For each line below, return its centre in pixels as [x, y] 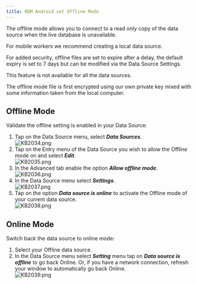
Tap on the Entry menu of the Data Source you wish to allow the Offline [101, 149]
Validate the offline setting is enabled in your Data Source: [77, 126]
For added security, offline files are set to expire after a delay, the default [95, 57]
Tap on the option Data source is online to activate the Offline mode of [101, 193]
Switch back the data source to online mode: [60, 239]
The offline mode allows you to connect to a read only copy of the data [92, 28]
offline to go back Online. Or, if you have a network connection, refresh [101, 262]
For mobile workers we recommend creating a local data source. [85, 46]
